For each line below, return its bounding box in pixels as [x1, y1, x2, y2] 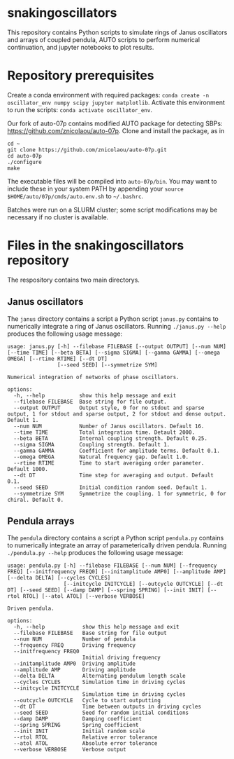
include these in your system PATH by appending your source [7, 184, 184, 193]
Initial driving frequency [82, 654, 161, 662]
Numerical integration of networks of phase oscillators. [7, 374, 180, 381]
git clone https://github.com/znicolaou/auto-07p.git [7, 146, 168, 153]
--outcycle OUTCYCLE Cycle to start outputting [13, 697, 161, 704]
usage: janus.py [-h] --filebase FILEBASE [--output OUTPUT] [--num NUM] [7, 343, 227, 350]
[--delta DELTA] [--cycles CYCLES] [7, 575, 111, 582]
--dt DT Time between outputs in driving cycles [13, 703, 201, 711]
